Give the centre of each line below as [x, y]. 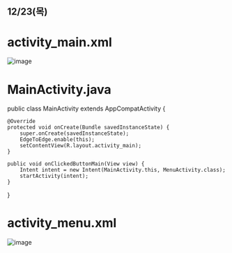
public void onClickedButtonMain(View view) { [76, 164]
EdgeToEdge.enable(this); [57, 140]
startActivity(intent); [54, 176]
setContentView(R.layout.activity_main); [80, 146]
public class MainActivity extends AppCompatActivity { [86, 108]
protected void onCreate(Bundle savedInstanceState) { [88, 128]
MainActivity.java [59, 89]
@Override [22, 122]
